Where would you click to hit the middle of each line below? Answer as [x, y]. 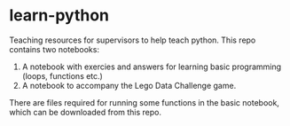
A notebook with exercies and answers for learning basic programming [152, 67]
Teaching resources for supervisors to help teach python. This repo [133, 40]
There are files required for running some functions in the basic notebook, [144, 102]
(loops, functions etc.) [63, 75]
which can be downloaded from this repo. [86, 112]
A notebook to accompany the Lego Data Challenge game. [129, 85]
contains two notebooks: [55, 49]
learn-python [59, 16]
